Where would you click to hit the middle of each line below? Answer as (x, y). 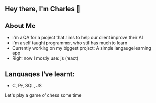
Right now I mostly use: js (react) (45, 58)
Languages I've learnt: (40, 74)
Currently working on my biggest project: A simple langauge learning (82, 48)
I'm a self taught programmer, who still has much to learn (70, 43)
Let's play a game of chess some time (43, 95)
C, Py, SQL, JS (27, 86)
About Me (20, 26)
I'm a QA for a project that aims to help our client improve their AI (78, 38)
